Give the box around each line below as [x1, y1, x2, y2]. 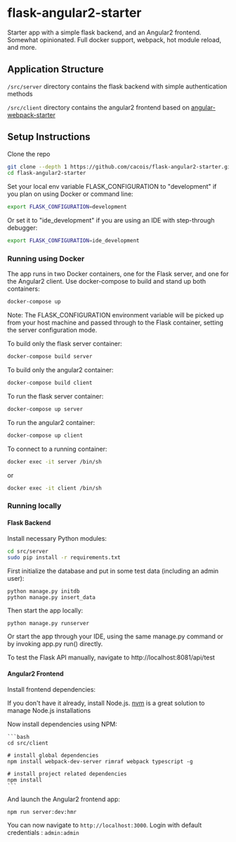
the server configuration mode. [7, 326, 98, 334]
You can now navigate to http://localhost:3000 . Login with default [7, 820, 202, 829]
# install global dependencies [7, 751, 99, 759]
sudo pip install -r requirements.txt [7, 554, 121, 561]
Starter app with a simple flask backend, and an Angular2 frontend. [7, 28, 202, 37]
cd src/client [7, 739, 49, 746]
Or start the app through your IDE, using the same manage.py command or [7, 632, 223, 640]
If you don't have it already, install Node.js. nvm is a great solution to [7, 699, 205, 707]
